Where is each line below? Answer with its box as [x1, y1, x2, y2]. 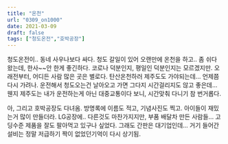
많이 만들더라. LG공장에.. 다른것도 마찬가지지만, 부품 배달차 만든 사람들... [19, 112, 214, 121]
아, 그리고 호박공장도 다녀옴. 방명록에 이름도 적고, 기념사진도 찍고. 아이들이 [7, 104, 207, 112]
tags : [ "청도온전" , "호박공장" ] [7, 36, 85, 43]
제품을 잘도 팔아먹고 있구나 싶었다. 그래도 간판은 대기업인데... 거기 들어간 [25, 121, 220, 130]
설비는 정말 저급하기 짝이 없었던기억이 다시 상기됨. [7, 130, 141, 138]
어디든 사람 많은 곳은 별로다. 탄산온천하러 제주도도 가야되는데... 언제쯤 [32, 73, 220, 81]
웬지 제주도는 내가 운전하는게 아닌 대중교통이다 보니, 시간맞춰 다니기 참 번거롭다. [7, 90, 222, 98]
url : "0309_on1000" [7, 16, 63, 23]
